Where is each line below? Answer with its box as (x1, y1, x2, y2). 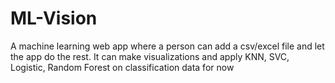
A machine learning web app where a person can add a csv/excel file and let (10, 40, 325, 52)
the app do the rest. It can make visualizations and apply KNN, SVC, (10, 50, 290, 62)
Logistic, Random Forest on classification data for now (10, 61, 235, 73)
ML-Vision (10, 7, 98, 30)
